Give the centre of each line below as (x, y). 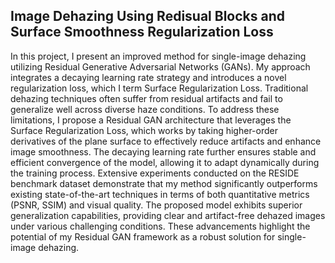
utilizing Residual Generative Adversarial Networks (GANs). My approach (160, 66)
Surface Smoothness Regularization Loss (142, 32)
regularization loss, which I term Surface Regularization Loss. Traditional (159, 88)
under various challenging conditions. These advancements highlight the (160, 226)
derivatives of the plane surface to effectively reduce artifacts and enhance (166, 141)
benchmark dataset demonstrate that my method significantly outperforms (164, 183)
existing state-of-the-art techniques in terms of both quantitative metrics (160, 194)
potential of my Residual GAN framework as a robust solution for (143, 236)
